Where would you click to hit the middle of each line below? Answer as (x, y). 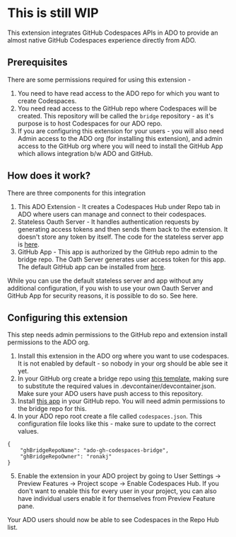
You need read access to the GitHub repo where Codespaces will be (117, 108)
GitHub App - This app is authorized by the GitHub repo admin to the (117, 251)
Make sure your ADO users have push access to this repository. (110, 394)
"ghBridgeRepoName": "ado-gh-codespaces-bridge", (95, 451)
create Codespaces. (47, 101)
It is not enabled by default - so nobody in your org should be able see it (123, 363)
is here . (29, 244)
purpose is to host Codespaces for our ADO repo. (90, 123)
